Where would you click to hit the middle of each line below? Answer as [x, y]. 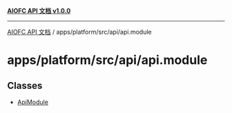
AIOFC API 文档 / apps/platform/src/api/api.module [79, 32]
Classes [25, 85]
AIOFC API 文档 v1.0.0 [39, 11]
